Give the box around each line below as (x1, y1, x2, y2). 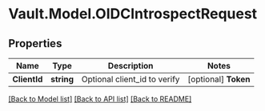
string (50, 73, 74, 85)
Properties (8, 37, 62, 50)
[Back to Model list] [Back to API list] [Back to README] (8, 94, 192, 104)
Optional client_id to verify (81, 73, 180, 85)
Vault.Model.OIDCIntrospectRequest (8, 5, 258, 23)
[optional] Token (187, 73, 251, 85)
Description (107, 61, 154, 71)
